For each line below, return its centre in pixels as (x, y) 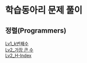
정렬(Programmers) (36, 30)
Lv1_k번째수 (17, 44)
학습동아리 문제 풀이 (44, 10)
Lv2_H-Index (18, 55)
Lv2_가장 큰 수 (19, 50)
